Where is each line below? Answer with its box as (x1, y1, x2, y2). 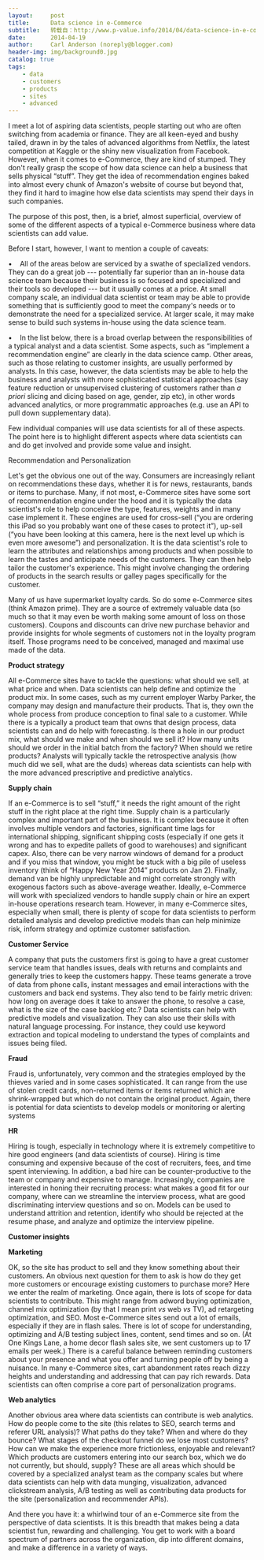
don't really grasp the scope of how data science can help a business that (8, 163, 247, 173)
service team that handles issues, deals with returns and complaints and (8, 963, 242, 973)
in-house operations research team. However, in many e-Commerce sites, (8, 899, 247, 909)
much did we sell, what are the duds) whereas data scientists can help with (8, 760, 251, 769)
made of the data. (8, 646, 66, 655)
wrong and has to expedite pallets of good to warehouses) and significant (8, 840, 247, 850)
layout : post (8, 11, 65, 20)
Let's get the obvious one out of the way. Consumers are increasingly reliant (8, 471, 255, 481)
